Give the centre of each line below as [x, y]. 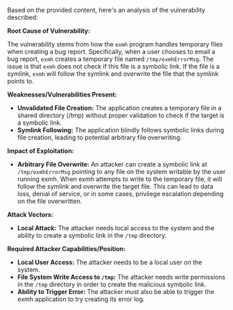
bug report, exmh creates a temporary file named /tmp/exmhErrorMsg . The [110, 59]
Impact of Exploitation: [41, 151]
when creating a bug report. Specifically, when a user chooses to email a [111, 52]
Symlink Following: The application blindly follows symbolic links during [121, 130]
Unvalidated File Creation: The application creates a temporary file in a [119, 108]
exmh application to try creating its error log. [81, 299]
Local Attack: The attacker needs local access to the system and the [116, 228]
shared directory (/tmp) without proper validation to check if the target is [121, 115]
